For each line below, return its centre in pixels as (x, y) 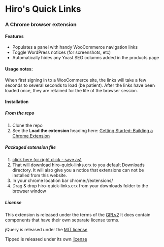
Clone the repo (27, 125)
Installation (17, 102)
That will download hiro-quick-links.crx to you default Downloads (78, 165)
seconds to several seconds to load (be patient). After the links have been (80, 85)
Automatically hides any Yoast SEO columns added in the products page (85, 58)
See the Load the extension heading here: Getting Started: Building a (82, 131)
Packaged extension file (31, 147)
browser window (29, 191)
